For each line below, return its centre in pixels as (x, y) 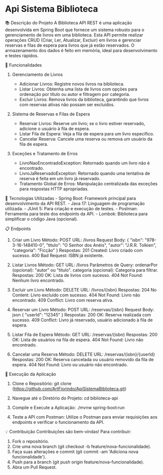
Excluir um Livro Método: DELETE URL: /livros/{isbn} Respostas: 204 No (84, 290)
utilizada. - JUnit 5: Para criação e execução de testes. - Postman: (71, 208)
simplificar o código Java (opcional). (42, 219)
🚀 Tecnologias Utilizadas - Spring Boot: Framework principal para (71, 198)
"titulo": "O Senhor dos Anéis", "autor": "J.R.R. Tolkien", (101, 245)
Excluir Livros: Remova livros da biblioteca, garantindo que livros (84, 99)
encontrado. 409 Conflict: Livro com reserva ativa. (63, 300)
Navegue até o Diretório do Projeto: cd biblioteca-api (65, 398)
